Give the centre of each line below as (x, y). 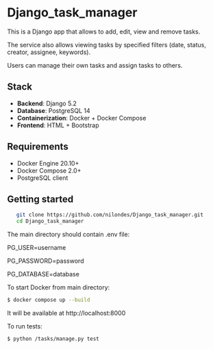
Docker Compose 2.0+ (49, 170)
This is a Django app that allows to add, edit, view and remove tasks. (104, 31)
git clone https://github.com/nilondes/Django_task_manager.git (110, 215)
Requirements (38, 147)
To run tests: (25, 326)
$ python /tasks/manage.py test (53, 339)
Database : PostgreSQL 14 (53, 110)
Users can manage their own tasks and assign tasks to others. (95, 65)
